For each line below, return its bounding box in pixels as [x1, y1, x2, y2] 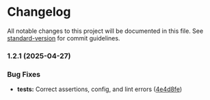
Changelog [7, 4, 71, 20]
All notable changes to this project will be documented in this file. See [7, 27, 204, 35]
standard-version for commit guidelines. [7, 34, 120, 42]
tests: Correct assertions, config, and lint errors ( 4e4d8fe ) [16, 85, 183, 93]
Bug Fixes [7, 69, 41, 79]
